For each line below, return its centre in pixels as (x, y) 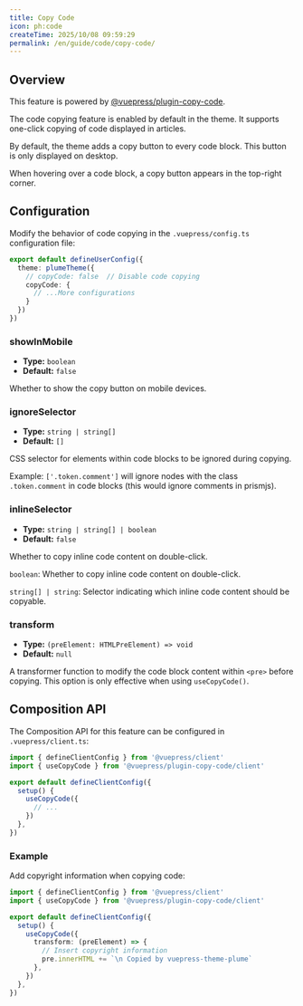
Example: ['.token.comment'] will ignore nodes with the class (123, 476)
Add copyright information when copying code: (97, 876)
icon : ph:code (36, 26)
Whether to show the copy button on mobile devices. (108, 388)
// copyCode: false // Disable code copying (113, 276)
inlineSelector (41, 510)
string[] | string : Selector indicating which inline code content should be (150, 591)
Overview (38, 79)
